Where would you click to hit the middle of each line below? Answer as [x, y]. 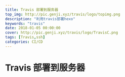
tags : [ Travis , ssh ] [25, 38]
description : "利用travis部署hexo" [40, 19]
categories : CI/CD [24, 42]
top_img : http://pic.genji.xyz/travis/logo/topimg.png [63, 14]
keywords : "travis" [25, 23]
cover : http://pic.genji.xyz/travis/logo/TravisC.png [62, 33]
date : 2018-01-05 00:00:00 [33, 28]
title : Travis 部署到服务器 [32, 10]
